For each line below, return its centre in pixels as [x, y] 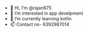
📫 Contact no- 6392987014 [40, 24]
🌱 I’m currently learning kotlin [41, 19]
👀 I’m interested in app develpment [47, 13]
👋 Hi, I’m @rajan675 [31, 8]
